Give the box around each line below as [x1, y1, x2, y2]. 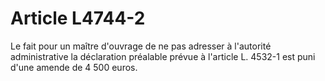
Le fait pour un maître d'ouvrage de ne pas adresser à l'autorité [10, 40, 272, 52]
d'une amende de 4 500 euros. [10, 61, 138, 73]
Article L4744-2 [10, 7, 146, 30]
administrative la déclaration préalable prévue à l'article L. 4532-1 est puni [10, 50, 316, 62]
